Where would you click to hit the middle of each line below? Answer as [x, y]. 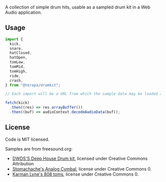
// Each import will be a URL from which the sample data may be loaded [82, 94]
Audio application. [23, 12]
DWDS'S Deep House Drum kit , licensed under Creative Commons [80, 158]
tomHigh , [19, 71]
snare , [16, 48]
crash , [16, 80]
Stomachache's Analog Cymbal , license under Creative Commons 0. [82, 169]
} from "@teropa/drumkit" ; [33, 85]
